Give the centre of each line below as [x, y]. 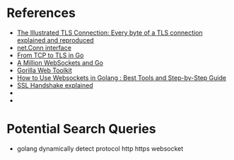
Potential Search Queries [81, 129]
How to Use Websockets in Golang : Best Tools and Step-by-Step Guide [122, 78]
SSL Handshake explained [55, 85]
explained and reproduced [55, 40]
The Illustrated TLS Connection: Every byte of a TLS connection [110, 33]
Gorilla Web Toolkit [44, 70]
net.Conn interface [44, 47]
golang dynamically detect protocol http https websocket [100, 148]
